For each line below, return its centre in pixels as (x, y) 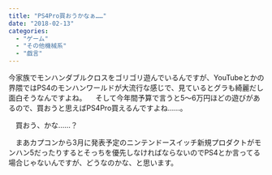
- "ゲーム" (32, 38)
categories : (28, 31)
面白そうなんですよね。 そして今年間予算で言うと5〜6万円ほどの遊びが (131, 98)
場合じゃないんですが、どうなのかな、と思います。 (93, 162)
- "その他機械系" (41, 46)
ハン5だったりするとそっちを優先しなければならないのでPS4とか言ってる (138, 152)
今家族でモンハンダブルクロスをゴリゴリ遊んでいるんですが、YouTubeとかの (136, 77)
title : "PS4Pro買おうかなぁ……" (58, 16)
